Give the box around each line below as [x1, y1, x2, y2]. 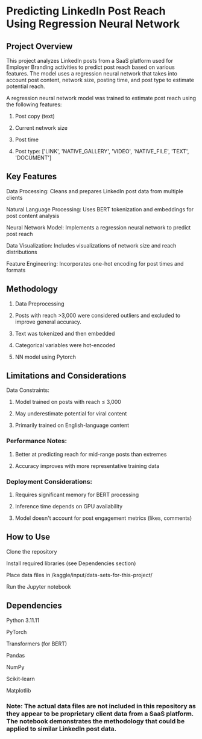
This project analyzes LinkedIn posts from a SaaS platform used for [6, 57, 174, 64]
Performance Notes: [6, 437, 68, 445]
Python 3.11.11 [6, 616, 40, 624]
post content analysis [6, 212, 60, 219]
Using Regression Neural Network [6, 17, 180, 31]
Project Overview [6, 41, 73, 51]
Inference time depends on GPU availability [14, 503, 123, 510]
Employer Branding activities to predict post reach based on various [6, 63, 175, 71]
